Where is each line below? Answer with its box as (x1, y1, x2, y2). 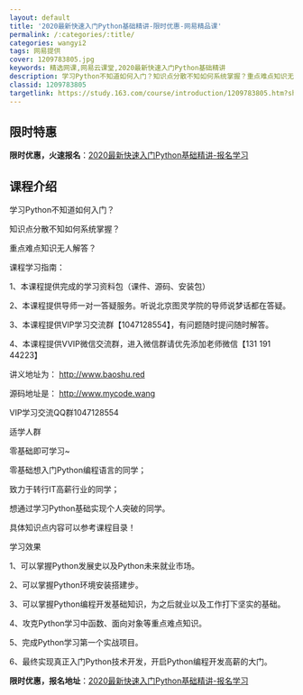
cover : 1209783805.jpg (9, 55, 95, 64)
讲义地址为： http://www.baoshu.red (9, 369, 146, 380)
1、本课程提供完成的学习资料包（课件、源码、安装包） (9, 281, 210, 292)
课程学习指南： (9, 262, 65, 273)
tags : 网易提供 (9, 47, 61, 56)
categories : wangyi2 (9, 38, 87, 48)
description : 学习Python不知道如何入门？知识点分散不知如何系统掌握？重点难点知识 (9, 72, 288, 81)
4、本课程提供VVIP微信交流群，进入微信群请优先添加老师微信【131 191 (9, 339, 271, 350)
